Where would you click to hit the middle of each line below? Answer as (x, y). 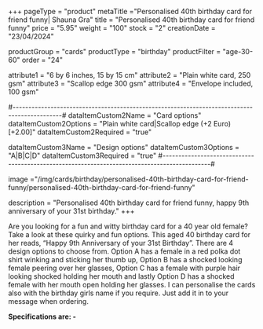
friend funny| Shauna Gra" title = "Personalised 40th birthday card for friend (131, 20)
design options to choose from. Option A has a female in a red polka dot (124, 251)
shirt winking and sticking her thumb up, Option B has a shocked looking (125, 260)
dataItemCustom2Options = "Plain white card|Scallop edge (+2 (110, 124)
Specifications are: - (42, 316)
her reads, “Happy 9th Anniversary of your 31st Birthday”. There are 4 (121, 243)
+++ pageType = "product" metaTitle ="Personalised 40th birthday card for (130, 11)
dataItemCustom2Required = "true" (94, 132)
